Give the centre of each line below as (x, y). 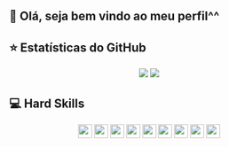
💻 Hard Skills (47, 103)
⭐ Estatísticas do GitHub (78, 47)
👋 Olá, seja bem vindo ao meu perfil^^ (114, 16)
